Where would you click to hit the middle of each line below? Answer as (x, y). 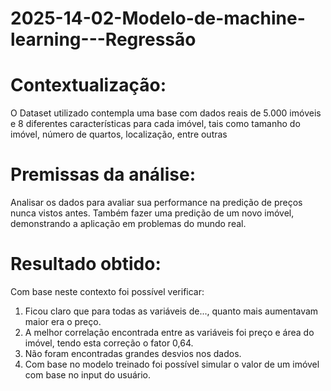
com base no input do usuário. (88, 375)
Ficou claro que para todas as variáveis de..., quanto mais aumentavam (171, 311)
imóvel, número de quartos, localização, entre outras (119, 134)
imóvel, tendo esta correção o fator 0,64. (109, 343)
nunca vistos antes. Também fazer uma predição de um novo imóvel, (152, 213)
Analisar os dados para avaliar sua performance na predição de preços (156, 203)
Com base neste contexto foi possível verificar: (107, 291)
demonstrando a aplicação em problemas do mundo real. (128, 224)
